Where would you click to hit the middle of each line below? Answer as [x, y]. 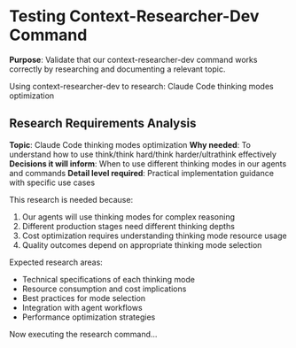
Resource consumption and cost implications [104, 289]
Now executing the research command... [83, 334]
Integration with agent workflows [82, 307]
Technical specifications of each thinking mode [108, 279]
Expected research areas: [56, 262]
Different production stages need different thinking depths [128, 226]
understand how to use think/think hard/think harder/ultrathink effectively [143, 154]
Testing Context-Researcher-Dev [134, 16]
